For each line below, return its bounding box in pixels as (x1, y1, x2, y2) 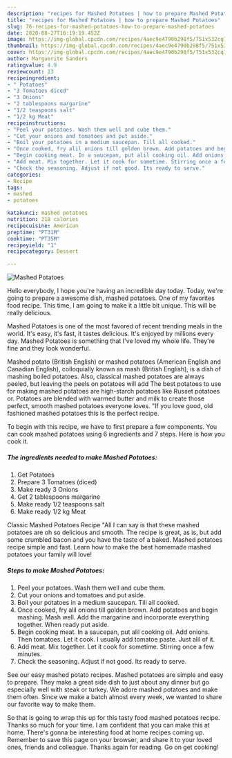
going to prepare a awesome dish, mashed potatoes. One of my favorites (7, 294, 215, 302)
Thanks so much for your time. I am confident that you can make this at (7, 721, 210, 730)
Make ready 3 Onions (17, 486, 79, 494)
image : (7, 36, 26, 43)
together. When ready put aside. (17, 621, 109, 629)
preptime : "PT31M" (7, 229, 60, 236)
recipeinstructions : (7, 119, 67, 127)
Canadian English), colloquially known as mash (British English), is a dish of (7, 365, 222, 373)
